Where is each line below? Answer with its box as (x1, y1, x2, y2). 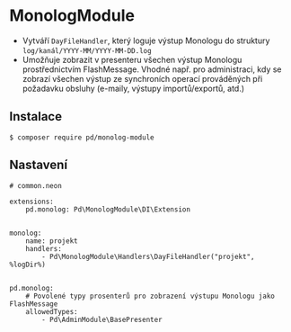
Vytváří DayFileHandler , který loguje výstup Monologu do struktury (22, 35, 270, 46)
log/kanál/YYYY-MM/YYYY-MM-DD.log (22, 46, 152, 55)
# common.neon (9, 181, 63, 190)
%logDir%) (9, 260, 47, 269)
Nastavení (9, 157, 68, 173)
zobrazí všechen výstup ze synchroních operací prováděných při (22, 73, 263, 84)
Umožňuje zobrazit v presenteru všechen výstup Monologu (22, 54, 242, 65)
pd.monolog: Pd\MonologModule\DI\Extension (25, 204, 191, 214)
